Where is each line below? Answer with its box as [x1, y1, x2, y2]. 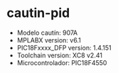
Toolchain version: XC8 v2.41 [16, 51, 102, 60]
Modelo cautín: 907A [16, 28, 78, 37]
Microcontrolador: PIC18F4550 [16, 58, 107, 67]
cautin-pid [6, 5, 70, 21]
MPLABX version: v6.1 [16, 35, 81, 44]
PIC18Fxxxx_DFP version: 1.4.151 [16, 43, 112, 52]
